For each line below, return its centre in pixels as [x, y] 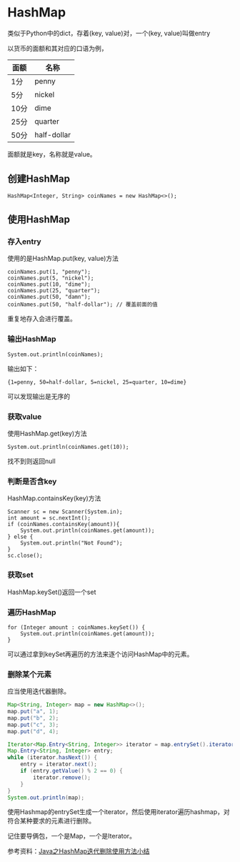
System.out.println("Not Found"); [71, 543]
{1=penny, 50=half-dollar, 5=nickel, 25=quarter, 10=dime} [97, 382]
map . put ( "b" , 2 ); [33, 718]
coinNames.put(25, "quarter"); [54, 291]
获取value [25, 417]
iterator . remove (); [62, 777]
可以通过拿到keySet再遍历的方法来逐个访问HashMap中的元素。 [100, 654]
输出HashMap [32, 339]
